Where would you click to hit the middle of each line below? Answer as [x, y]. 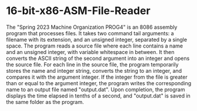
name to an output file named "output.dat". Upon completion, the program [96, 89]
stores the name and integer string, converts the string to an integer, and [94, 70]
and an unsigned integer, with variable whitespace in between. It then [90, 52]
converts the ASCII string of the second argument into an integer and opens [98, 58]
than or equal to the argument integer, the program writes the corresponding [99, 83]
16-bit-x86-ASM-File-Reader [79, 11]
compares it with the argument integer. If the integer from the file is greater [97, 77]
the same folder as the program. [45, 102]
